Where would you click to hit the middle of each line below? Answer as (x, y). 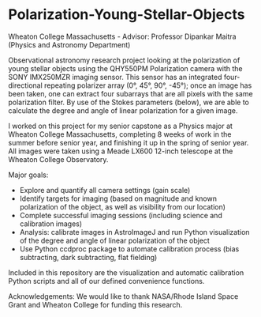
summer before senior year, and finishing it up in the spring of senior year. (129, 142)
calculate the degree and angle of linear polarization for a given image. (123, 110)
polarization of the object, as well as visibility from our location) (123, 206)
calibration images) (51, 224)
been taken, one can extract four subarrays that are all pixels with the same (131, 93)
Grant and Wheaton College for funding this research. (95, 304)
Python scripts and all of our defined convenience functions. (106, 281)
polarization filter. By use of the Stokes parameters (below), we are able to (129, 102)
